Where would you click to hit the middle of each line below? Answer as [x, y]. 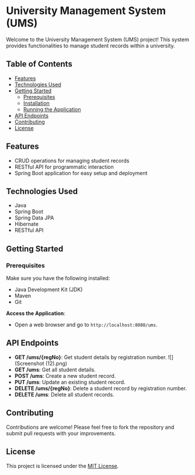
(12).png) [57, 363]
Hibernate [27, 224]
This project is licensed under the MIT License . [62, 466]
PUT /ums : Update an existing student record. [70, 382]
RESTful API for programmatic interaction [64, 167]
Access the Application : [36, 313]
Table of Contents [39, 64]
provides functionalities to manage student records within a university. [90, 46]
